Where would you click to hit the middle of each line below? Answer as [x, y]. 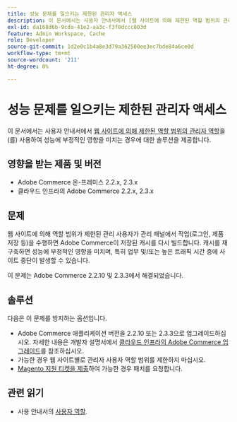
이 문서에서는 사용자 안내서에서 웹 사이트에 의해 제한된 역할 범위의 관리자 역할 [114, 131]
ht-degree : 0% [28, 66]
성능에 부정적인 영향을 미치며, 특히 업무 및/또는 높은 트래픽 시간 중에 [125, 252]
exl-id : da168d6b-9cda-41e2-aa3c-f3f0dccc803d [77, 27]
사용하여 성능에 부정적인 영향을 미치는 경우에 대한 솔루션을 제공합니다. [115, 139]
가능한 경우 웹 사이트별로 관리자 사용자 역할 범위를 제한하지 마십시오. [111, 360]
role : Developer [31, 40]
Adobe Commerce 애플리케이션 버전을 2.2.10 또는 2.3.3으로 [101, 333]
